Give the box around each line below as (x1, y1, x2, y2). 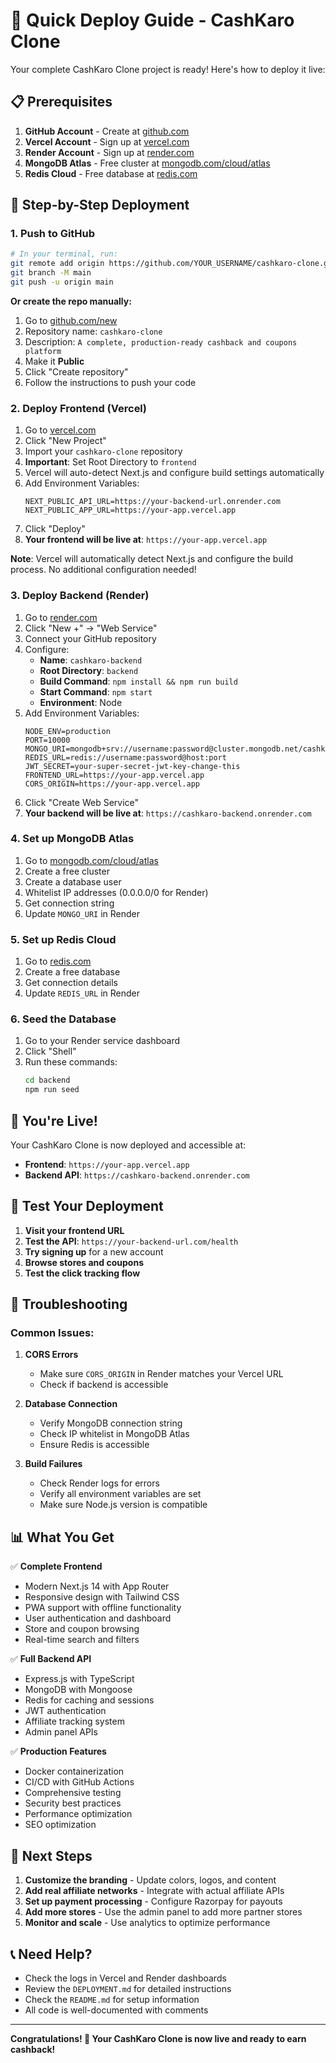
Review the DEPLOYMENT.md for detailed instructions (24, 1982, 232, 1994)
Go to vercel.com (24, 424, 97, 436)
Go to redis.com (24, 955, 92, 968)
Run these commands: (24, 1056, 118, 1068)
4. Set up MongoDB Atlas (10, 832, 135, 846)
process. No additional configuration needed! (10, 564, 197, 576)
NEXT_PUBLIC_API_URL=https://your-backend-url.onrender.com (24, 497, 281, 507)
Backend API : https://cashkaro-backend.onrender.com (24, 1169, 250, 1181)
